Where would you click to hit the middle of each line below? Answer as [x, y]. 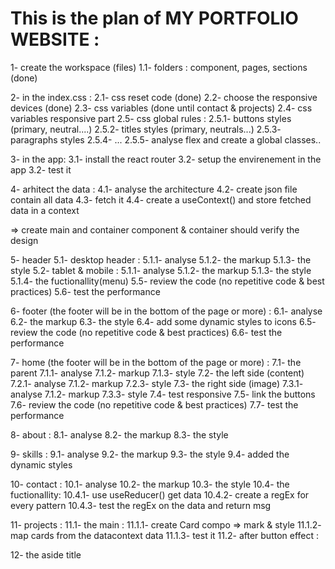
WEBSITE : [55, 39]
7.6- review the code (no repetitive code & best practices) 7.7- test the [154, 404]
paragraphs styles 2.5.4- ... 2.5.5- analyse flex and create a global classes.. [166, 139]
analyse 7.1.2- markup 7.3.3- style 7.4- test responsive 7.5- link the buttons [163, 394]
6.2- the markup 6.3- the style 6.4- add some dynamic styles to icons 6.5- [163, 321]
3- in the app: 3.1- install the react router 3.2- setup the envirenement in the [166, 159]
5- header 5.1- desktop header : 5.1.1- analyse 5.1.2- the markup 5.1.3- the [161, 259]
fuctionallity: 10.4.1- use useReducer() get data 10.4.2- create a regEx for [160, 494]
